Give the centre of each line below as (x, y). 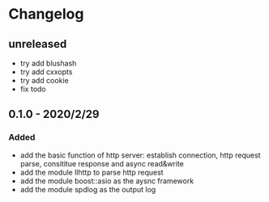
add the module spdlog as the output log (88, 189)
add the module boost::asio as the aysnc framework (107, 181)
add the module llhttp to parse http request (92, 172)
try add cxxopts (46, 72)
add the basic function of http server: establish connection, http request (140, 155)
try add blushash (48, 63)
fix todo (33, 89)
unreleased (38, 44)
